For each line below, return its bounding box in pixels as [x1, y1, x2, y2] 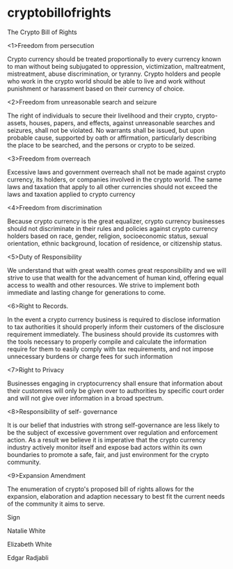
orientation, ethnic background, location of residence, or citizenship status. [7, 239, 223, 248]
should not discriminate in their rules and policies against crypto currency [7, 224, 218, 232]
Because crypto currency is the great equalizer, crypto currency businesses [7, 217, 225, 225]
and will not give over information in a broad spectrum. [7, 394, 164, 402]
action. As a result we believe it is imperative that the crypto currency [7, 435, 207, 444]
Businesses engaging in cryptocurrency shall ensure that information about [7, 379, 223, 387]
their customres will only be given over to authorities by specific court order [7, 386, 225, 394]
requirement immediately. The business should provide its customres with [7, 330, 219, 338]
